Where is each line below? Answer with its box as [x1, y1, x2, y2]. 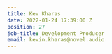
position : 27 [7, 23, 45, 30]
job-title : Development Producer [7, 29, 105, 37]
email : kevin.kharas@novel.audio [7, 36, 105, 43]
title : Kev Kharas [7, 10, 61, 18]
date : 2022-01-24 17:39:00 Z [7, 17, 92, 24]
